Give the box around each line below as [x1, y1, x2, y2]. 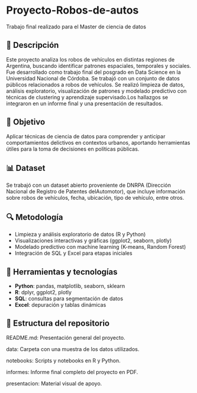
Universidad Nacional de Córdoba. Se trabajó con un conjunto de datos [6, 74, 180, 82]
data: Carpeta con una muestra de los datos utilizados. [6, 345, 140, 352]
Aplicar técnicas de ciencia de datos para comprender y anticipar [6, 132, 166, 139]
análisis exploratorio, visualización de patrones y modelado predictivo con [6, 87, 187, 95]
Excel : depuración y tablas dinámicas [14, 301, 106, 308]
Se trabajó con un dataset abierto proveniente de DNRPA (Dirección [6, 181, 172, 189]
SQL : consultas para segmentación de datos [14, 295, 123, 302]
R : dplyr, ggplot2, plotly [14, 289, 72, 295]
